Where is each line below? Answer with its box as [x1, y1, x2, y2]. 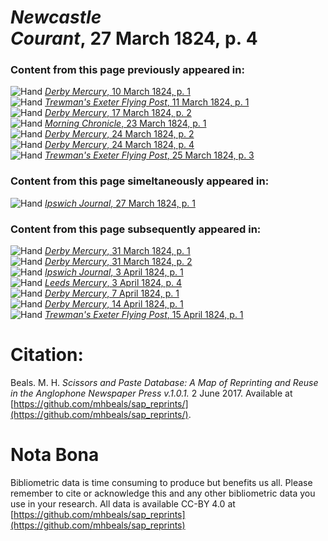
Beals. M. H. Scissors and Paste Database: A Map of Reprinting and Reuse [10, 377, 319, 389]
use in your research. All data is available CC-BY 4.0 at [10, 497, 236, 510]
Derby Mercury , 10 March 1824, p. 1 [44, 86, 191, 98]
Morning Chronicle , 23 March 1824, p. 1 [44, 117, 207, 130]
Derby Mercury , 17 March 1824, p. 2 [44, 107, 192, 119]
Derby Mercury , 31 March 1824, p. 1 [44, 245, 191, 257]
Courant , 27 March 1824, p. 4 [10, 27, 258, 50]
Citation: [10, 344, 84, 366]
